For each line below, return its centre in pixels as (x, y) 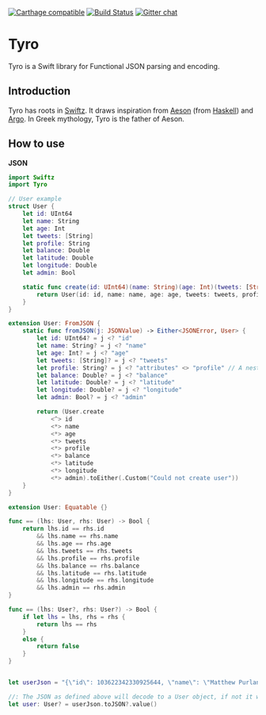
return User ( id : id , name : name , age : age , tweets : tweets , (138, 294)
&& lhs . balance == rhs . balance (88, 566)
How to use (36, 144)
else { (33, 639)
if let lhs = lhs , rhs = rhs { (74, 617)
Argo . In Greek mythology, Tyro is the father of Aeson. (96, 118)
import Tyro (28, 185)
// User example (35, 199)
